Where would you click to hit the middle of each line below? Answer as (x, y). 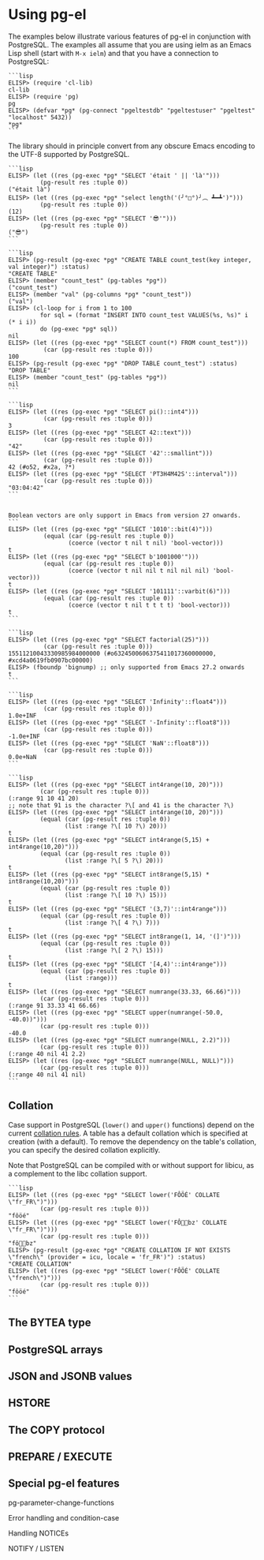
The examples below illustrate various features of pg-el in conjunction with (130, 36)
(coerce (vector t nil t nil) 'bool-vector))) (146, 543)
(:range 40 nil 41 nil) (47, 1075)
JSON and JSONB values (70, 1376)
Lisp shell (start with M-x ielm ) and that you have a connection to (113, 53)
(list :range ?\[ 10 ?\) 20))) (116, 826)
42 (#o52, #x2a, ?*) (42, 467)
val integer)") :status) (49, 267)
